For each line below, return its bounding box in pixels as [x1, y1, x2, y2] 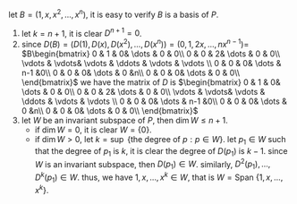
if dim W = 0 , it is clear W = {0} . [34, 124, 153, 135]
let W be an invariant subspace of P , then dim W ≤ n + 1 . [21, 115, 229, 125]
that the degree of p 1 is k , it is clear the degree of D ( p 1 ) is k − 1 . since [34, 145, 288, 158]
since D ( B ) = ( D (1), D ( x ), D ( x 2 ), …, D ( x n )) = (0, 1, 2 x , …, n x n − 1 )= [21, 38, 250, 49]
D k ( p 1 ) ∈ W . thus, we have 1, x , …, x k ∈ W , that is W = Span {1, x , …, [34, 170, 284, 184]
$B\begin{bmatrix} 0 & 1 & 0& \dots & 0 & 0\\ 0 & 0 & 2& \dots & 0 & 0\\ [21, 48, 281, 59]
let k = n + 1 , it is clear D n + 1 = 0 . [21, 26, 142, 38]
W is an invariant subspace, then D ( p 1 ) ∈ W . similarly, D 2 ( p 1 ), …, [34, 157, 271, 172]
